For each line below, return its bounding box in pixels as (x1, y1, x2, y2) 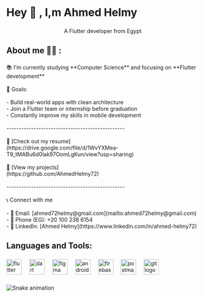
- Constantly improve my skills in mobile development (6, 111, 142, 119)
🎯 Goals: (6, 86, 28, 93)
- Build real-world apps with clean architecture (6, 99, 124, 106)
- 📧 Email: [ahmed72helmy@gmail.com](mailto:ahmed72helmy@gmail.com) (6, 209, 197, 217)
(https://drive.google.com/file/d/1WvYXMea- (6, 144, 119, 152)
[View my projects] (11, 164, 59, 171)
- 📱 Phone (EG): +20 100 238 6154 (6, 216, 93, 224)
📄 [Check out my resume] (6, 138, 71, 145)
